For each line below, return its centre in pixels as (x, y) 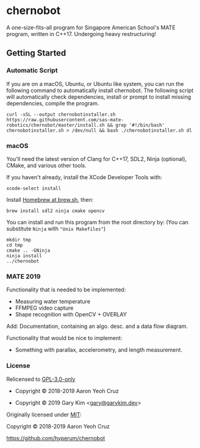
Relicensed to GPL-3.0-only (41, 379)
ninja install (24, 256)
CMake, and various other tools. (47, 165)
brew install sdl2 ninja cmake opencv (55, 211)
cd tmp (15, 245)
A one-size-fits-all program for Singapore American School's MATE (91, 27)
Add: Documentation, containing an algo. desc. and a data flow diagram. (97, 326)
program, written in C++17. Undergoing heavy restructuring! (81, 34)
